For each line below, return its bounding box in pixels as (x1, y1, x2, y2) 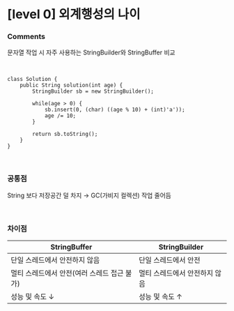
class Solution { (7, 76, 58, 83)
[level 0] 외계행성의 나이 (7, 6, 141, 22)
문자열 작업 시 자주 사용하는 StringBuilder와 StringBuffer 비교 (7, 48, 175, 56)
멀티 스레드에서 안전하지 (139, 268, 214, 278)
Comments (7, 32, 45, 42)
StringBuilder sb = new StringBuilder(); (32, 88, 155, 95)
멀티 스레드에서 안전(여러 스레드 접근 (10, 268, 124, 278)
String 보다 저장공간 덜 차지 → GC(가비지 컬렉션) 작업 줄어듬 (7, 191, 172, 199)
